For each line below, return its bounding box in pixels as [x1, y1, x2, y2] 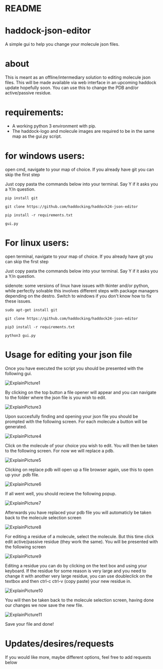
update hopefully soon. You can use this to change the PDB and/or [5, 85, 139, 90]
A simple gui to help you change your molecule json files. [5, 41, 120, 47]
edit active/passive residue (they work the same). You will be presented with [5, 539, 158, 544]
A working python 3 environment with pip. [12, 123, 96, 129]
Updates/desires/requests [5, 638, 114, 649]
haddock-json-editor [5, 25, 91, 36]
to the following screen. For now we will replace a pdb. [5, 448, 115, 453]
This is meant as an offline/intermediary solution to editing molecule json [5, 74, 151, 80]
